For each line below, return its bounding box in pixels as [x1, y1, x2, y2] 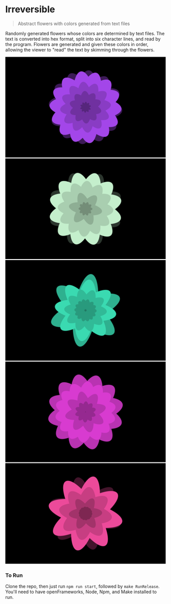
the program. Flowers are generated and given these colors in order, [5, 41, 149, 47]
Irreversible [5, 4, 55, 15]
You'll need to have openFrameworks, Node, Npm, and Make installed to [5, 589, 157, 595]
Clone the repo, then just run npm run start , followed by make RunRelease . [5, 584, 160, 590]
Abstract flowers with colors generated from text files [17, 20, 130, 27]
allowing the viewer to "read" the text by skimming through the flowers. [5, 47, 155, 53]
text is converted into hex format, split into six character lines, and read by [5, 36, 161, 42]
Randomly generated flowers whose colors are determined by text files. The [5, 30, 165, 36]
